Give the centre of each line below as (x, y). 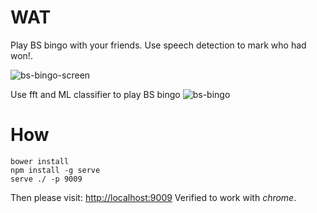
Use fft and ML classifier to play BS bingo (95, 94)
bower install (40, 161)
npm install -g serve (55, 170)
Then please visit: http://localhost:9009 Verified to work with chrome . (153, 197)
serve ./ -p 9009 (46, 179)
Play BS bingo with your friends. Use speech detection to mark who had (158, 45)
